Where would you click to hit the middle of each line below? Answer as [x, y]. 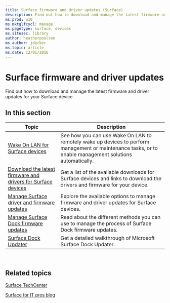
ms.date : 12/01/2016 [27, 52]
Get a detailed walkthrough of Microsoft [108, 238]
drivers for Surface [30, 182]
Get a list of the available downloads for [108, 172]
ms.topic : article [25, 48]
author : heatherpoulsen [30, 39]
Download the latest [32, 169]
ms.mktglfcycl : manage [29, 24]
